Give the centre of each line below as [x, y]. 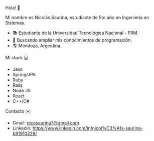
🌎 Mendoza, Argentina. [37, 46]
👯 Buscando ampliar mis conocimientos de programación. [72, 40]
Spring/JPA [24, 75]
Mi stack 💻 [17, 57]
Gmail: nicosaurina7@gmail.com [46, 123]
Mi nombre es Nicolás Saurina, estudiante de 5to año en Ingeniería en [77, 17]
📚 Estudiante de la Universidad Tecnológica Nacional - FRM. [75, 33]
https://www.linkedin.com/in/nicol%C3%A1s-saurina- [88, 128]
